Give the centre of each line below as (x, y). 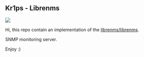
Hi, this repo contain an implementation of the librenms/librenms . (72, 29)
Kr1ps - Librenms (32, 8)
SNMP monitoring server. (31, 39)
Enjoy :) (13, 49)
